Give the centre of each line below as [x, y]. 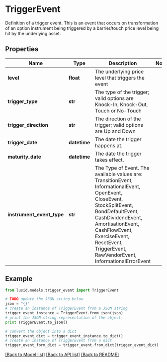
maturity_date [24, 157]
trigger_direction [28, 125]
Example [19, 279]
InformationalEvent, [118, 186]
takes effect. [110, 160]
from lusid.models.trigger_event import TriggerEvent [62, 290]
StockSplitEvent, [114, 205]
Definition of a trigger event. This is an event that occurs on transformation [82, 23]
